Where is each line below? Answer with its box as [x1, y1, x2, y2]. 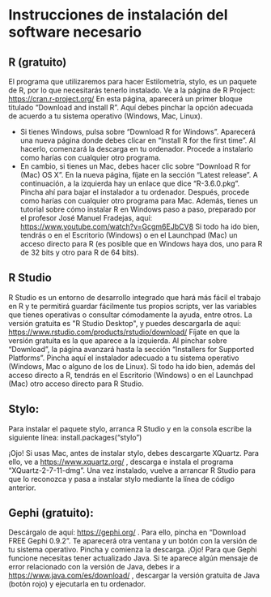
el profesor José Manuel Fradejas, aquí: [19, 213, 153, 222]
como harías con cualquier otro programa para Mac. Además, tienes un [19, 196, 259, 205]
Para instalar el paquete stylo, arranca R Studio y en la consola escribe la [8, 423, 252, 433]
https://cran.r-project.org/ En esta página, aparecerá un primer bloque [8, 94, 243, 103]
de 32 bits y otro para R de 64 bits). [19, 247, 139, 257]
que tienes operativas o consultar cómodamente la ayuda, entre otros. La [8, 310, 252, 320]
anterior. [8, 483, 36, 492]
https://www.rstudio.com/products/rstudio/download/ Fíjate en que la [8, 327, 240, 337]
